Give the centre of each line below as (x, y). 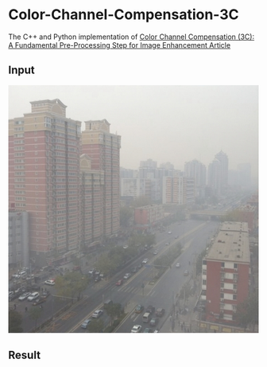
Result (25, 355)
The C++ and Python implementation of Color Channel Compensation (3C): (132, 37)
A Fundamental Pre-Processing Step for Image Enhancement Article (120, 45)
